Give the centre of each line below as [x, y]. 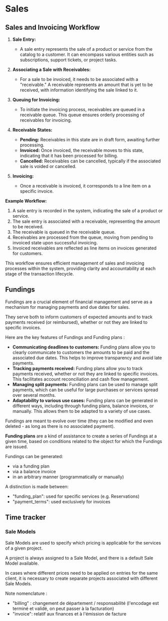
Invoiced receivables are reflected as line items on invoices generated [84, 248]
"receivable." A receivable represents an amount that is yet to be [86, 84]
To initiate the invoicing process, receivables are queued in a [82, 109]
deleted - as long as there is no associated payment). [60, 426]
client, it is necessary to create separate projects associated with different [81, 578]
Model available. [22, 563]
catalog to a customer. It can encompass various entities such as [87, 54]
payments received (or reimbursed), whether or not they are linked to [76, 322]
